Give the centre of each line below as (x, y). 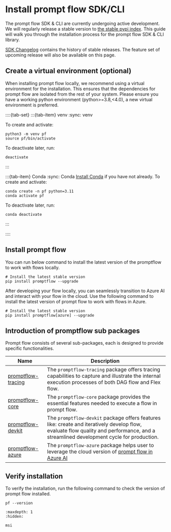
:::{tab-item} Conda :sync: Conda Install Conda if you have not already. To (83, 176)
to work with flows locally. (33, 267)
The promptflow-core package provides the (98, 397)
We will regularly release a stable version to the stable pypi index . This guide (85, 29)
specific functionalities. (30, 348)
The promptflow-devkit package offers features (104, 418)
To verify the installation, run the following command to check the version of (85, 488)
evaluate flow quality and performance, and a (101, 431)
